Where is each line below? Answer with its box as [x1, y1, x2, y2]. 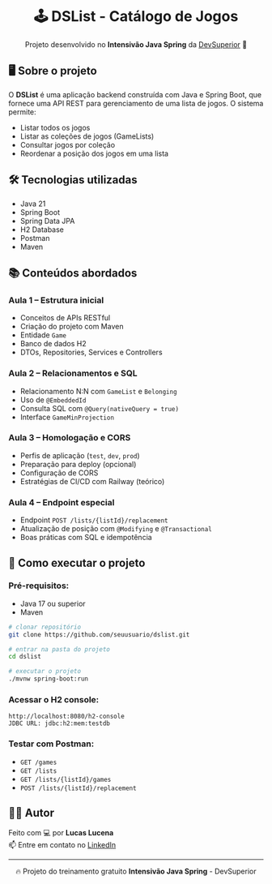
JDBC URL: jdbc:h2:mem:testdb [8, 719, 111, 727]
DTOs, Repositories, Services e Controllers [19, 347, 164, 358]
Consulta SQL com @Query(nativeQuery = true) [19, 403, 180, 413]
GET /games [19, 758, 57, 766]
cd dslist [8, 653, 42, 661]
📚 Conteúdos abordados [8, 266, 138, 280]
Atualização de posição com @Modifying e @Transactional [19, 524, 212, 534]
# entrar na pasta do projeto [8, 645, 111, 654]
